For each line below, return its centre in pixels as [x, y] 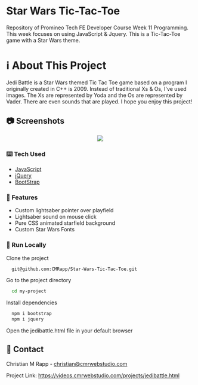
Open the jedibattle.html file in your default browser [69, 331]
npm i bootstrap [32, 314]
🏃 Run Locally [26, 245]
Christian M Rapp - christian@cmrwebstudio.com [67, 363]
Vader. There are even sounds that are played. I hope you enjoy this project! [99, 101]
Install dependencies [32, 302]
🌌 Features [22, 197]
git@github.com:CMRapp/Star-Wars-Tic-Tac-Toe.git [74, 269]
